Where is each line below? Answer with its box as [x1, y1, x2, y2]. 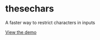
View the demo [5, 29, 37, 35]
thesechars [5, 3, 55, 14]
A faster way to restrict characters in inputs [5, 19, 95, 25]
